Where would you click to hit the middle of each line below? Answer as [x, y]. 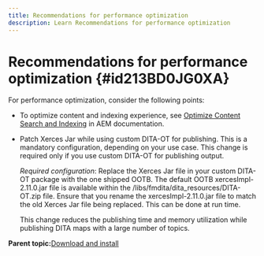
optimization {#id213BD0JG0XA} [119, 78]
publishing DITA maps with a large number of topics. [105, 228]
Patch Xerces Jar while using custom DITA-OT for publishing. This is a [134, 139]
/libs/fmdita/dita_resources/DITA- [187, 188]
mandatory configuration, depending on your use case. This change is [134, 147]
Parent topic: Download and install [64, 243]
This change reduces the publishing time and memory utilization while [133, 220]
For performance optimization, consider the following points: [106, 100]
